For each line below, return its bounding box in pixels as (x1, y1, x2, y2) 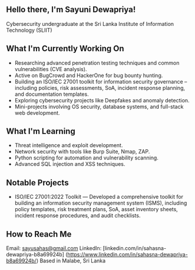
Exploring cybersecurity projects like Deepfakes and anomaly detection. (14, 96, 190, 104)
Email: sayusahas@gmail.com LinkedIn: (6, 245, 102, 252)
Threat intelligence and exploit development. (14, 142, 123, 149)
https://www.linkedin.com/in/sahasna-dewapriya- (67, 251, 189, 258)
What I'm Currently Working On (6, 44, 125, 54)
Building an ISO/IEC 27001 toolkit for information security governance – (14, 78, 187, 85)
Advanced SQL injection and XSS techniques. (14, 161, 125, 168)
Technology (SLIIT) (6, 26, 52, 34)
